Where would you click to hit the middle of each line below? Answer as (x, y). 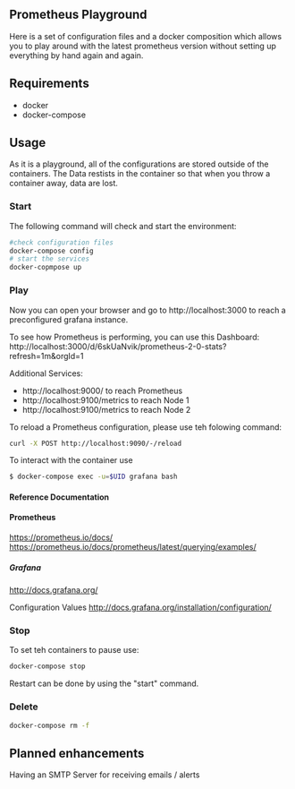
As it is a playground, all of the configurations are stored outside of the (139, 164)
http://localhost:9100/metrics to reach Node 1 (105, 400)
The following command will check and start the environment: (123, 226)
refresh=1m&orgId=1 (46, 356)
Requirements (49, 84)
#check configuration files (62, 242)
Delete (24, 707)
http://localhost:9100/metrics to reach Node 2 (106, 409)
